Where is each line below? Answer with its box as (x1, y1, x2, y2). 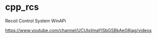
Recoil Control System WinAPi (5, 18, 66, 24)
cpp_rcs (5, 1, 39, 13)
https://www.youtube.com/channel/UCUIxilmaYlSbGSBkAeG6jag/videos (5, 27, 152, 33)
